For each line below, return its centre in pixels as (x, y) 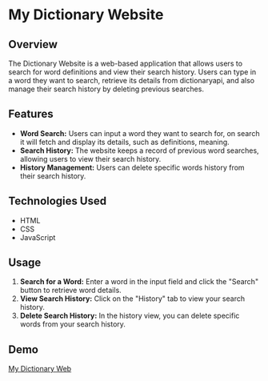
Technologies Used (57, 201)
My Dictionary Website (86, 15)
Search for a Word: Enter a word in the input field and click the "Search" (139, 282)
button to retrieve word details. (70, 291)
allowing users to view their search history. (90, 158)
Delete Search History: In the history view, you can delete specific (130, 316)
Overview (33, 44)
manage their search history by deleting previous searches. (106, 89)
